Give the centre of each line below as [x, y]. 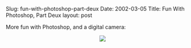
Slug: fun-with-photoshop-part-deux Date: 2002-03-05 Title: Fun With [95, 9]
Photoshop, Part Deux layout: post [49, 15]
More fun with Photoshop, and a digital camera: [66, 27]
